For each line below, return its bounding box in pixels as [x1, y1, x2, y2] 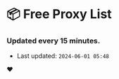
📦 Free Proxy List [6, 6, 112, 22]
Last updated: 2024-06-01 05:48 [16, 52, 110, 60]
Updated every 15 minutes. [6, 36, 101, 46]
